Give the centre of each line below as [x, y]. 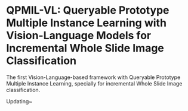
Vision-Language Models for [78, 36]
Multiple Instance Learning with [87, 23]
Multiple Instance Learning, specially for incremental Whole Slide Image [94, 83]
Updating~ [19, 101]
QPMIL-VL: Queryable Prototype [88, 10]
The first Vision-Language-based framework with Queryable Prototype [93, 77]
